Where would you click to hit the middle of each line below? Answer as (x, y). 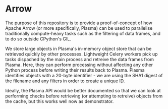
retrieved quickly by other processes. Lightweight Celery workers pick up (81, 54)
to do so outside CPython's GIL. (38, 39)
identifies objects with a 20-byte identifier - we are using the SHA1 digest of (84, 75)
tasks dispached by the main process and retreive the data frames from (79, 59)
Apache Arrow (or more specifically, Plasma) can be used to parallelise (79, 28)
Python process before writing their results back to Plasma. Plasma (75, 70)
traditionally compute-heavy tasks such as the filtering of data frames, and (83, 33)
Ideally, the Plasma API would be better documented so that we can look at (83, 90)
